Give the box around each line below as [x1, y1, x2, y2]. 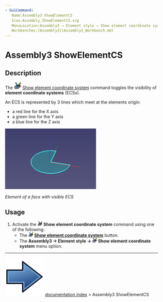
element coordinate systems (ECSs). [5, 90, 80, 96]
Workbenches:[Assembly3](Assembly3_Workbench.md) [11, 28, 114, 33]
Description [5, 69, 41, 77]
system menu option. [19, 243, 63, 249]
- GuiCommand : [5, 8, 34, 13]
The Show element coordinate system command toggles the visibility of [5, 85, 157, 91]
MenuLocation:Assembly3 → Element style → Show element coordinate [11, 23, 151, 28]
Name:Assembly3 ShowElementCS [11, 13, 73, 18]
